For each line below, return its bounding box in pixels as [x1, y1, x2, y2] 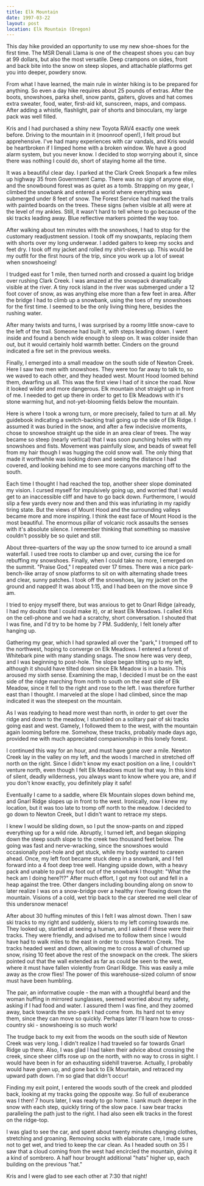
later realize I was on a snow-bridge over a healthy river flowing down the [6, 887, 191, 895]
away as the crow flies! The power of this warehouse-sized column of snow [6, 970, 197, 978]
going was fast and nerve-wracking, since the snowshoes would [6, 842, 169, 849]
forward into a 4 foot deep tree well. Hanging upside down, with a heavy [6, 862, 188, 869]
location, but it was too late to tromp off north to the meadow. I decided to [6, 804, 192, 812]
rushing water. [6, 310, 43, 317]
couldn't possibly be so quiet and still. [6, 532, 102, 539]
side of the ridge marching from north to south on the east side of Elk [6, 678, 180, 685]
